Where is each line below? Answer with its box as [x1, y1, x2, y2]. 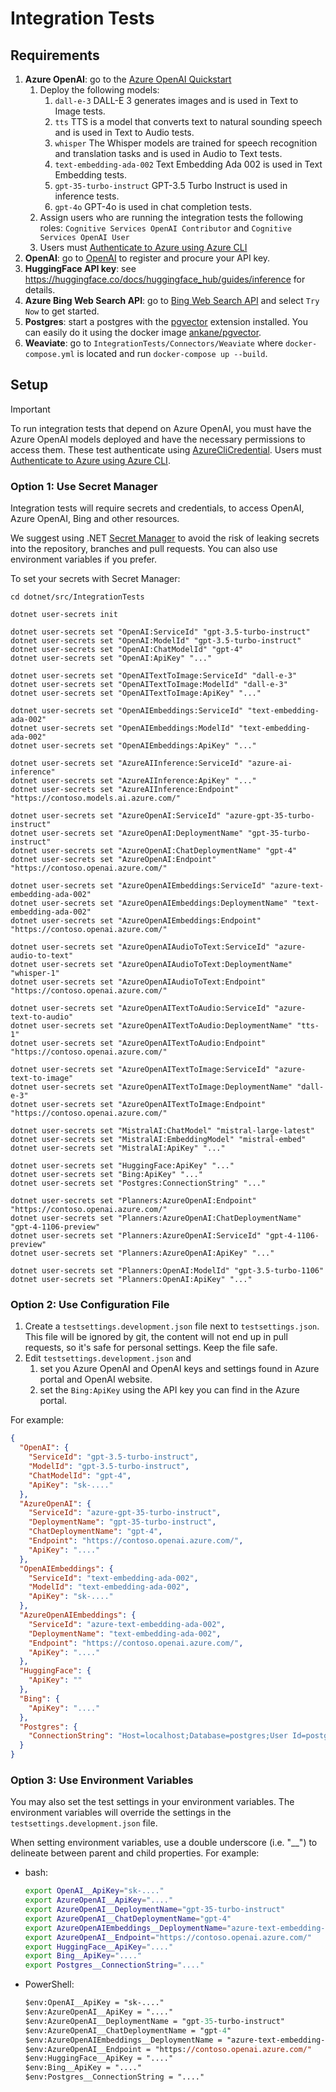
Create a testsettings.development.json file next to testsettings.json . [24, 1320, 320, 1332]
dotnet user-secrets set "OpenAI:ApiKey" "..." [10, 653, 213, 664]
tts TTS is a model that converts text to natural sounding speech [54, 116, 323, 127]
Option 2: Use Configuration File [10, 1298, 170, 1312]
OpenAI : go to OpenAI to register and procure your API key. [24, 252, 271, 264]
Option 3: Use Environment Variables [10, 1773, 194, 1787]
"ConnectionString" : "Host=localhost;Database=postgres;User [28, 1731, 288, 1741]
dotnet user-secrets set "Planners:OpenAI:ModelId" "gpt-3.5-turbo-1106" [10, 1266, 325, 1276]
